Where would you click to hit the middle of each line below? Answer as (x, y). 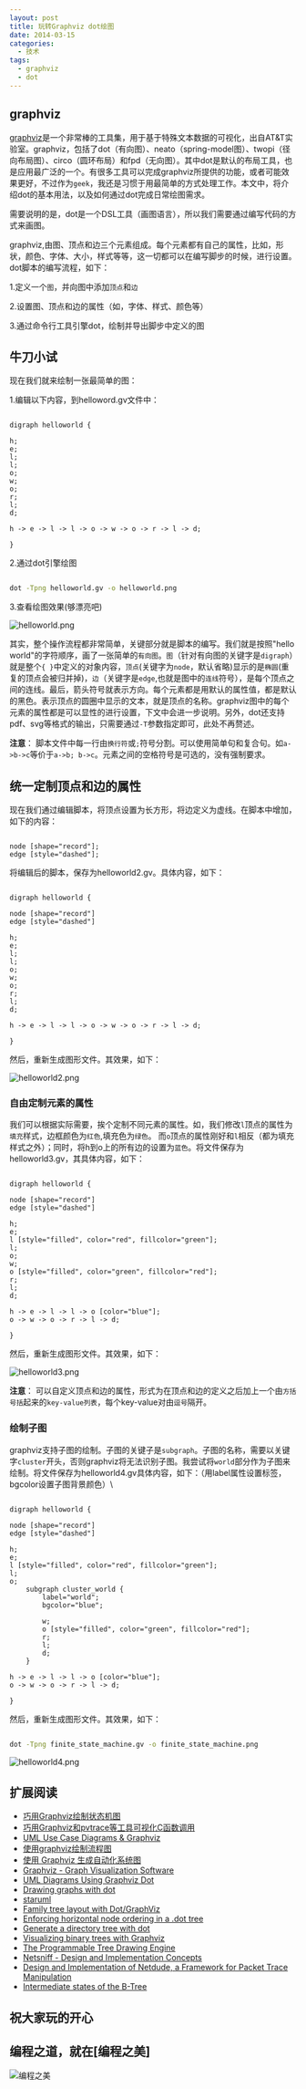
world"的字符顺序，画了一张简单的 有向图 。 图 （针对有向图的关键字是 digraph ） (152, 655)
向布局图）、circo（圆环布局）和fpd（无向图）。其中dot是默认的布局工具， (147, 160)
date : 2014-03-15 (42, 35)
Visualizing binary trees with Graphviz (94, 1938)
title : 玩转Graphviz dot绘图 (62, 26)
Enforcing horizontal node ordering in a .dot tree (113, 1919)
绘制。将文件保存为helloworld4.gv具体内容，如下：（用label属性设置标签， (148, 1472)
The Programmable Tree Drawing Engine (99, 1948)
